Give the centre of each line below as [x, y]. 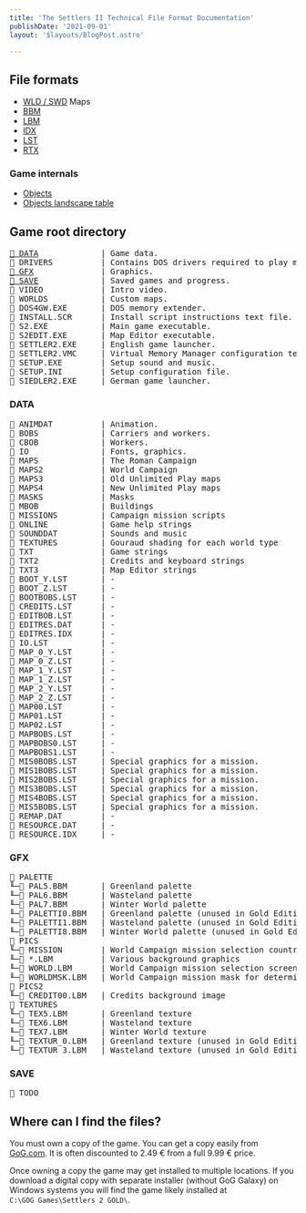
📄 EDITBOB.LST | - [62, 615]
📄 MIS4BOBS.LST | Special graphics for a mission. [134, 797]
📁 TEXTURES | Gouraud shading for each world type [144, 542]
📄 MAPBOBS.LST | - [62, 734]
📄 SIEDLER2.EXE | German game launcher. [111, 381]
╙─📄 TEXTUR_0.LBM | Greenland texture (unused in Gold [139, 1041]
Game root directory [68, 232]
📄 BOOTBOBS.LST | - [62, 597]
